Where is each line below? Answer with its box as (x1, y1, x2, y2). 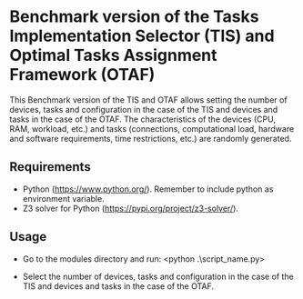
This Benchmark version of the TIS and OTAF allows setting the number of (9, 94, 288, 105)
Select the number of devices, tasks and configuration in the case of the (22, 271, 294, 282)
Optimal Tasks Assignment (9, 45, 217, 65)
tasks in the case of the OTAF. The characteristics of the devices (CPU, (9, 114, 276, 125)
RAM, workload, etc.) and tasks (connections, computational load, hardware (9, 123, 295, 134)
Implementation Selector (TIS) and (9, 25, 275, 46)
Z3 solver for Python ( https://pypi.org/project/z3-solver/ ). (22, 203, 239, 214)
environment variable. (22, 193, 105, 204)
